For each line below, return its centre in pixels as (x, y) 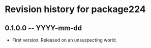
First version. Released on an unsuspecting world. (65, 40)
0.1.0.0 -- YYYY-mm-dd (43, 28)
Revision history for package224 (75, 9)
